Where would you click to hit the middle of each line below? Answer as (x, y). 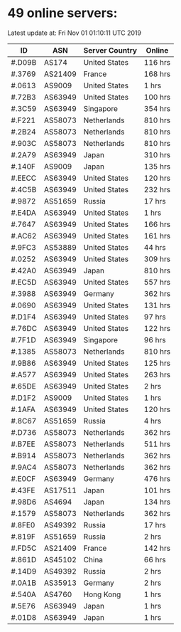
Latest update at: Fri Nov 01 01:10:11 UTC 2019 (75, 33)
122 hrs (157, 328)
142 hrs (157, 548)
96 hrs (155, 339)
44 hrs (155, 247)
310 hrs (157, 154)
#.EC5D (24, 282)
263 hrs (157, 374)
